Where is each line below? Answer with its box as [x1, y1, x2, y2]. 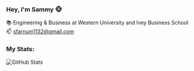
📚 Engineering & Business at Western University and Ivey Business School [6, 19, 189, 26]
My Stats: [6, 45, 34, 53]
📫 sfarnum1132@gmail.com [6, 28, 75, 35]
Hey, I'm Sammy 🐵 [6, 5, 63, 14]
